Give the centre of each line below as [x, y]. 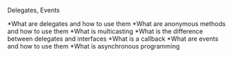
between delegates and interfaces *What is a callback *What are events [113, 39]
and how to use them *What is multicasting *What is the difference [105, 31]
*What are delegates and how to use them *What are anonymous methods [116, 24]
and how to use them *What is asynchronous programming [94, 46]
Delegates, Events [34, 10]
